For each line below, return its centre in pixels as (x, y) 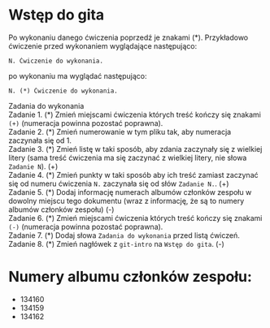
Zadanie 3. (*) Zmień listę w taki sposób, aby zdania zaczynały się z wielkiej (135, 149)
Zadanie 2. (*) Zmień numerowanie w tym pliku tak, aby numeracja (120, 132)
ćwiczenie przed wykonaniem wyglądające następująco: (103, 45)
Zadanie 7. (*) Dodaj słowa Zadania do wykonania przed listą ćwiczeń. (124, 235)
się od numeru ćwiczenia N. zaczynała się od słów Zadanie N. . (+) (119, 183)
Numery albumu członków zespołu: (130, 277)
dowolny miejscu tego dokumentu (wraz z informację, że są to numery (126, 201)
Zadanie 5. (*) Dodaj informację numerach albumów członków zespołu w (130, 192)
